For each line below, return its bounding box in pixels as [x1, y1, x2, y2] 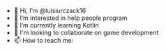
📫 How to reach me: [13, 37, 74, 44]
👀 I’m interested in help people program [13, 14, 128, 22]
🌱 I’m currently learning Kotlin [13, 21, 99, 29]
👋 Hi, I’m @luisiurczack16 [13, 7, 86, 14]
